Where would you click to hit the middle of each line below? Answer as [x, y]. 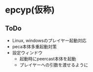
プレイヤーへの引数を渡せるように [54, 65]
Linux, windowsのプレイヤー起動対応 [49, 40]
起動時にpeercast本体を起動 [48, 59]
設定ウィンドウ [27, 53]
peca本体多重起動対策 [35, 46]
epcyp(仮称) [30, 10]
